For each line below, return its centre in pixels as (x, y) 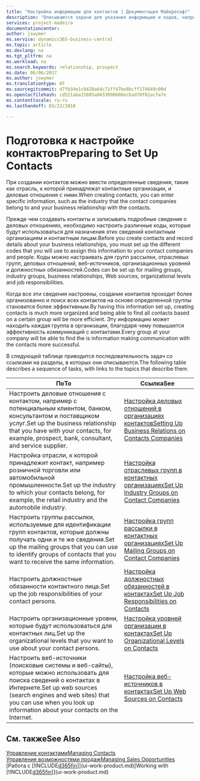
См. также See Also (43, 738)
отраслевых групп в (153, 470)
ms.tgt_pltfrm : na (29, 56)
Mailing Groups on (150, 550)
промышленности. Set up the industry (62, 485)
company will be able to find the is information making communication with (98, 338)
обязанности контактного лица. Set (60, 586)
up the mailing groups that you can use (63, 547)
